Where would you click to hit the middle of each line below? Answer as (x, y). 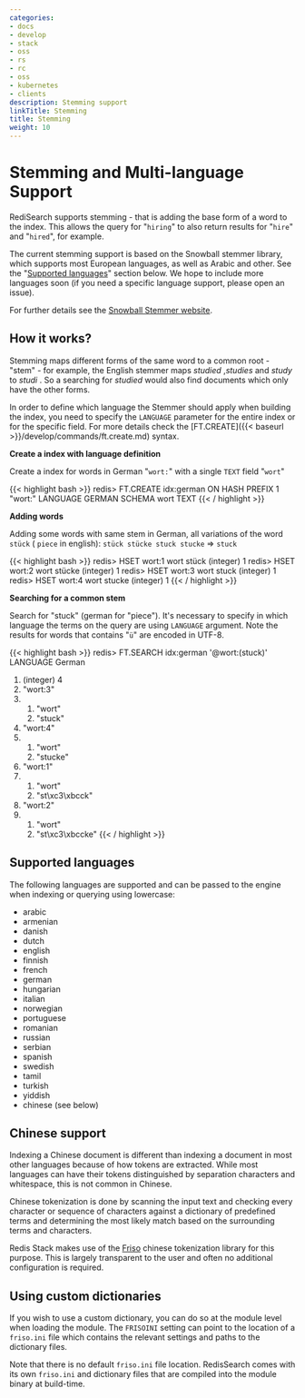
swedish (38, 1066)
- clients (28, 94)
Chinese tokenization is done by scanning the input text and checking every (151, 1202)
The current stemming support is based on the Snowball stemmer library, (146, 253)
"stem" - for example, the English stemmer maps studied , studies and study (151, 370)
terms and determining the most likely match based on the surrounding (142, 1221)
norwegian (43, 1008)
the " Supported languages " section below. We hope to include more (137, 273)
